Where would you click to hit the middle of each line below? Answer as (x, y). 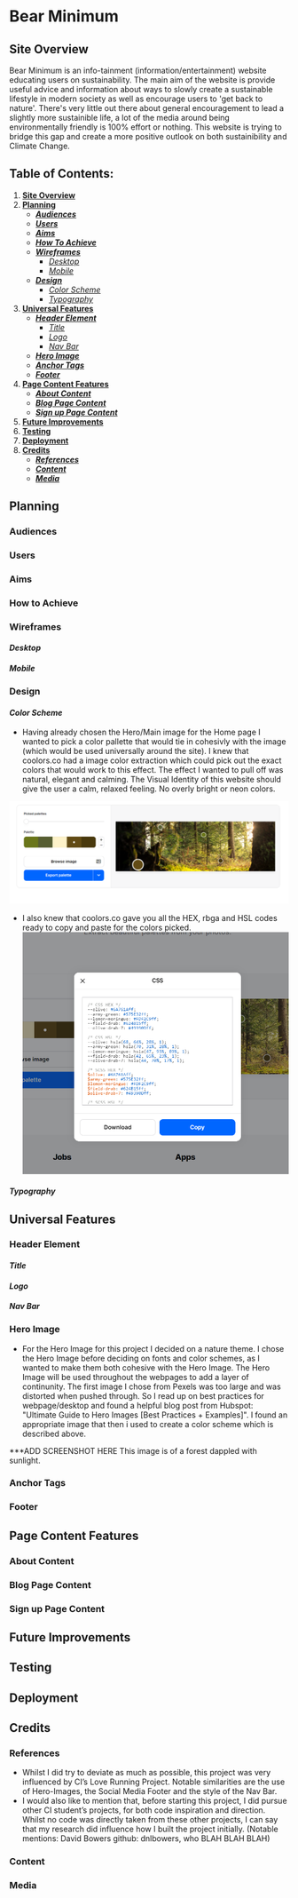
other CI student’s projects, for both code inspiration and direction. (144, 1810)
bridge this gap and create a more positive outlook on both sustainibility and (148, 136)
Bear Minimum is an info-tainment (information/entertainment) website (138, 70)
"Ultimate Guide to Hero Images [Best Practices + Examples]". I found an (155, 1415)
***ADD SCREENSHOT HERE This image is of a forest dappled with (133, 1450)
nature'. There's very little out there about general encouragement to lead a (146, 108)
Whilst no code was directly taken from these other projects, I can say (150, 1820)
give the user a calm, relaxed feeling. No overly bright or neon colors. (149, 789)
